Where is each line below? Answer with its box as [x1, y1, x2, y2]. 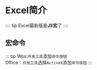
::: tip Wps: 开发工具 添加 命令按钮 [5, 53, 67, 59]
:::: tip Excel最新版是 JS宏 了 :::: [5, 22, 69, 28]
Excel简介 [5, 5, 47, 16]
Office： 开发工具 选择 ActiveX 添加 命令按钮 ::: [5, 59, 92, 65]
